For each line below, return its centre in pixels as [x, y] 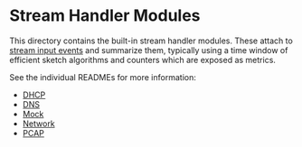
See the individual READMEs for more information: [103, 77]
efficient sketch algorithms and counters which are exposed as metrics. [142, 60]
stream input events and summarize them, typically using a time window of [149, 50]
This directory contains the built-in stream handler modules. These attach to [151, 41]
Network [39, 124]
